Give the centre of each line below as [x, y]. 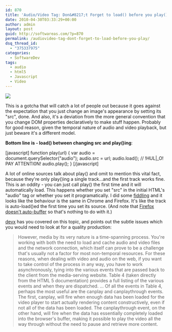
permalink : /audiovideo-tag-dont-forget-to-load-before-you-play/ [78, 39]
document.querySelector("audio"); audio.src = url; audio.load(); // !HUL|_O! [84, 158]
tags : [11, 63]
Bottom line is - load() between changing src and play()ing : [69, 143]
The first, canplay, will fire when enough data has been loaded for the [91, 297]
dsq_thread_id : [21, 44]
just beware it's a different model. [41, 133]
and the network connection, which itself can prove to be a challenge [91, 248]
